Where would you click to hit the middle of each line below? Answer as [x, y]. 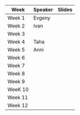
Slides [65, 10]
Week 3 [16, 34]
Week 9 [16, 81]
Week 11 [18, 97]
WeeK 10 [18, 89]
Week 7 [16, 66]
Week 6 [16, 57]
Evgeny [42, 18]
